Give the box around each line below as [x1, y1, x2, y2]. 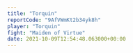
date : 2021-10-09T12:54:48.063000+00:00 [7, 36, 127, 43]
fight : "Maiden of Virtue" [7, 29, 86, 36]
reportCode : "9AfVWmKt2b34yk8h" [7, 17, 101, 23]
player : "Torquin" [7, 23, 61, 30]
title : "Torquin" [7, 10, 58, 17]
